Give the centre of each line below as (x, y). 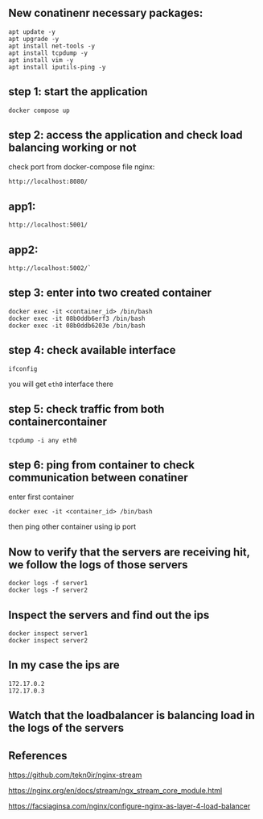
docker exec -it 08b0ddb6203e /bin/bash (77, 326)
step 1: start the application (78, 92)
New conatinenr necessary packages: (106, 13)
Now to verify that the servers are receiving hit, (129, 552)
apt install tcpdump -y (48, 53)
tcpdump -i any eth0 (43, 440)
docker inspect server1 (48, 633)
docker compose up (39, 110)
